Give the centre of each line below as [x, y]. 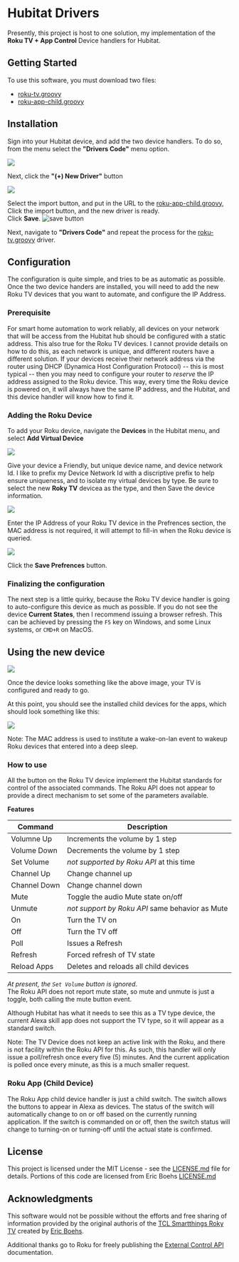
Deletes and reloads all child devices [128, 967]
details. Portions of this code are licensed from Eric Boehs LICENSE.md [112, 1176]
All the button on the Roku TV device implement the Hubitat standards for [115, 780]
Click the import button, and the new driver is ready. [84, 210]
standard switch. [32, 1028]
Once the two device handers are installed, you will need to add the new [113, 287]
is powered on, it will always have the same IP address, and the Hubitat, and [118, 389]
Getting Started [42, 63]
